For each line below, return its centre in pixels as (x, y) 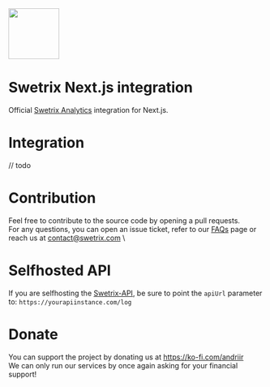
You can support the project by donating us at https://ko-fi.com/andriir (126, 357)
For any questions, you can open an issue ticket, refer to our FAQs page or (133, 229)
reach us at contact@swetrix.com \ (67, 238)
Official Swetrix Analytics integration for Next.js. (88, 110)
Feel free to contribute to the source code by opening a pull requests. (124, 220)
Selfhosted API (60, 270)
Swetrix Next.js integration (101, 88)
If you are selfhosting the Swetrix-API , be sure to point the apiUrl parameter (135, 293)
